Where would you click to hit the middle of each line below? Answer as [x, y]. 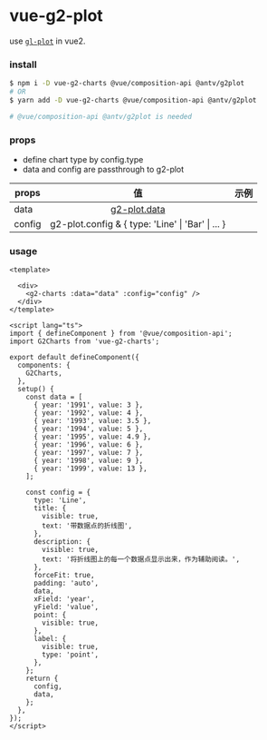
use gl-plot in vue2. [48, 41]
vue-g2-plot [57, 16]
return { [42, 679]
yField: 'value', [66, 607]
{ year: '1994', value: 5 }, [88, 429]
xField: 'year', [64, 599]
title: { [50, 508]
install [24, 64]
